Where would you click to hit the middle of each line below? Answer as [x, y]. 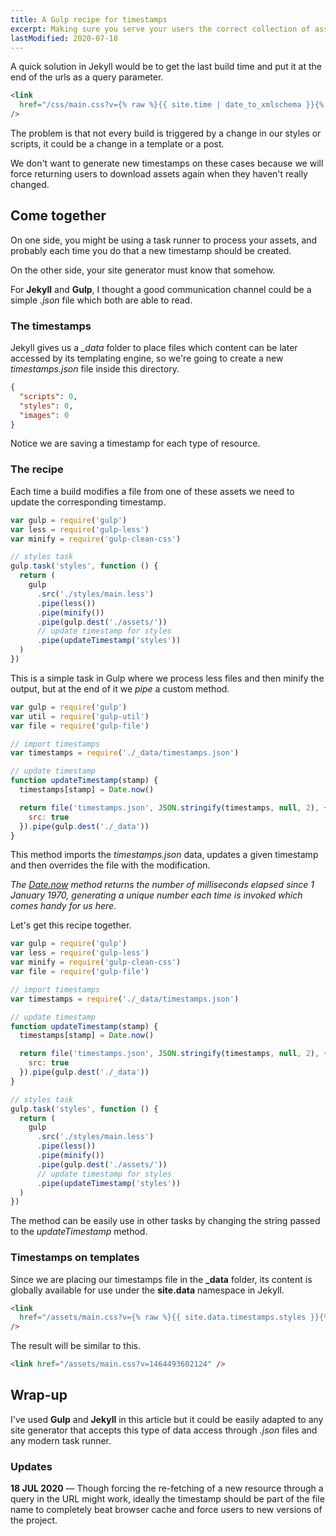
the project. [34, 1520]
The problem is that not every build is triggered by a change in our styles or [166, 133]
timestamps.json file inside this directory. [95, 369]
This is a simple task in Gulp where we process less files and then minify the [167, 678]
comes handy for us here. [63, 906]
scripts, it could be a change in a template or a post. [117, 144]
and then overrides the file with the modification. [110, 865]
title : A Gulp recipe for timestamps [89, 19]
